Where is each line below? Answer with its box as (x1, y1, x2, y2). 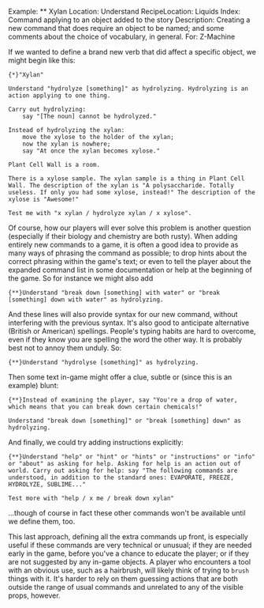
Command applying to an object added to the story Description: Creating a (8, 15, 251, 25)
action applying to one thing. (8, 92, 111, 100)
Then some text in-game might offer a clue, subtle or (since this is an (8, 372, 232, 382)
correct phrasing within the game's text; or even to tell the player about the (8, 257, 251, 266)
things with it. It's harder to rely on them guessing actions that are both (8, 574, 239, 583)
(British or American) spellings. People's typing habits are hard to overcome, (8, 327, 256, 335)
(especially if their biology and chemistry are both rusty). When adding (8, 232, 238, 240)
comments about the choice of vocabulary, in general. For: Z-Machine (8, 32, 236, 41)
